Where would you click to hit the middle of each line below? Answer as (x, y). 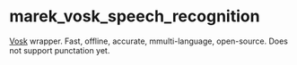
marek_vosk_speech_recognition (135, 16)
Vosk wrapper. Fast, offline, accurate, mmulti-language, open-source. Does (149, 41)
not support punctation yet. (60, 50)
